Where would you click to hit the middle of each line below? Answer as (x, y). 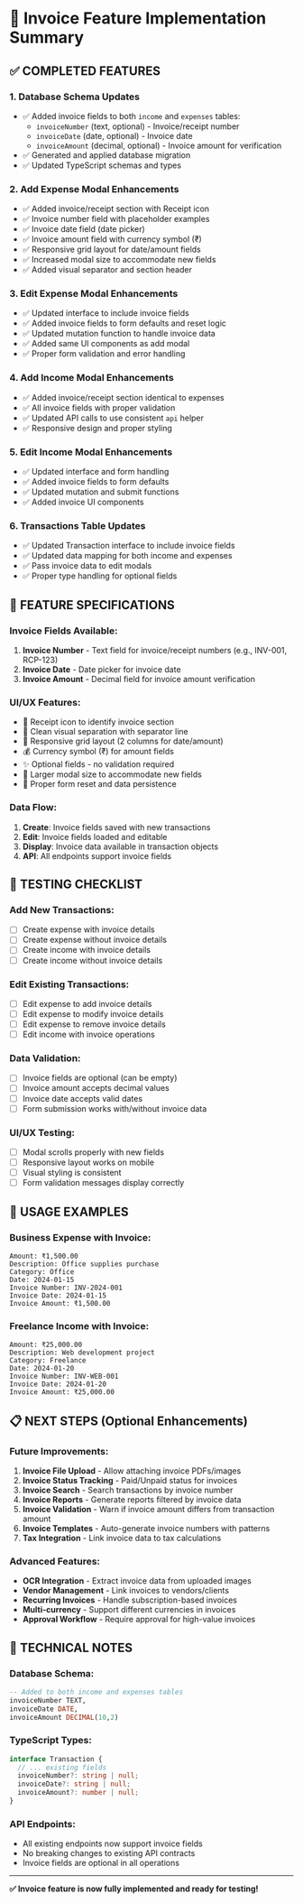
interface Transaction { (56, 1759)
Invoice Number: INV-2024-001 (66, 1288)
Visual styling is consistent (72, 1173)
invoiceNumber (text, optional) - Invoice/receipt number (138, 126)
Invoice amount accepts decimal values (96, 1088)
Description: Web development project (82, 1353)
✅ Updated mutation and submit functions (101, 492)
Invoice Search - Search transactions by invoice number (128, 1490)
